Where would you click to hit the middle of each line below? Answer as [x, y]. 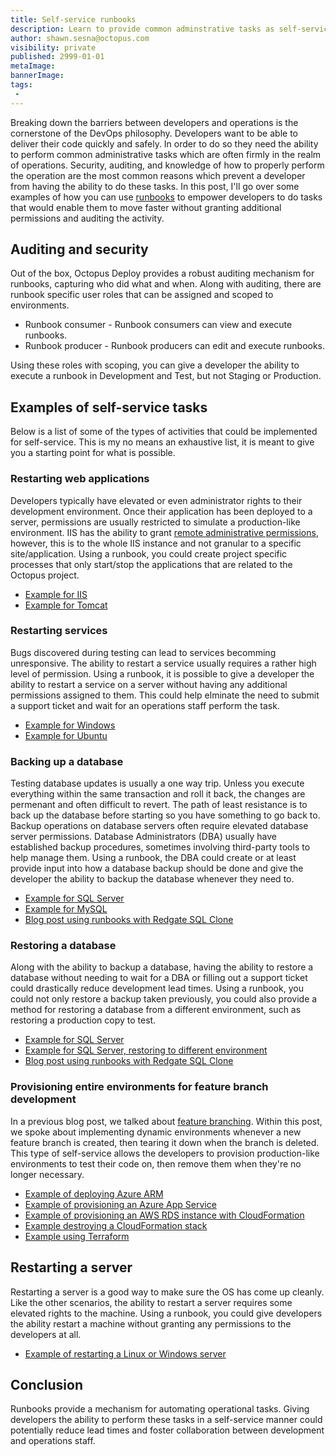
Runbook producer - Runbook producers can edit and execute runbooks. [175, 346]
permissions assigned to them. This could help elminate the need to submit [165, 695]
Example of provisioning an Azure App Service [120, 1204]
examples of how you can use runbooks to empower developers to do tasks [166, 197]
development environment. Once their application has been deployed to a [161, 511]
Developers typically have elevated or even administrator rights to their [156, 500]
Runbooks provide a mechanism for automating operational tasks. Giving [160, 1409]
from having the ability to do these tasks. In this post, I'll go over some [155, 186]
